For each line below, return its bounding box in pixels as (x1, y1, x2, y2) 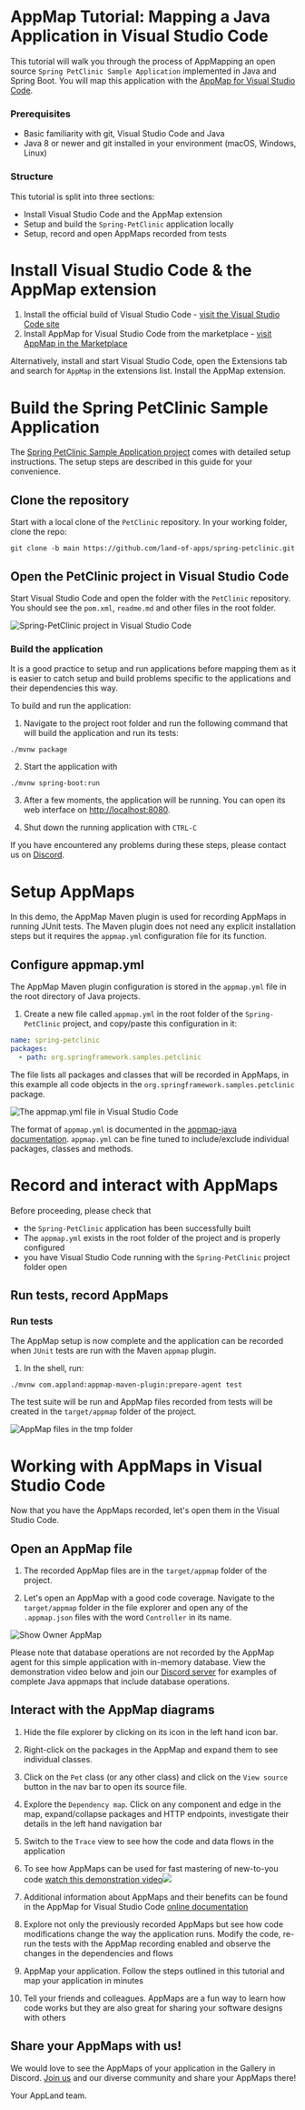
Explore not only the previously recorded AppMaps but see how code (23, 1918, 284, 1930)
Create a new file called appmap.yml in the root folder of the (23, 1008, 244, 1020)
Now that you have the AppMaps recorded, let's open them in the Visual (10, 1505, 280, 1516)
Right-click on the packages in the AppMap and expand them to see (23, 1744, 279, 1755)
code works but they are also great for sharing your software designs (23, 2002, 283, 2013)
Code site (23, 318, 60, 329)
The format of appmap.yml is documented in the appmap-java (10, 1124, 237, 1135)
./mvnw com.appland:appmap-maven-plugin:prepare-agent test (10, 1380, 243, 1389)
